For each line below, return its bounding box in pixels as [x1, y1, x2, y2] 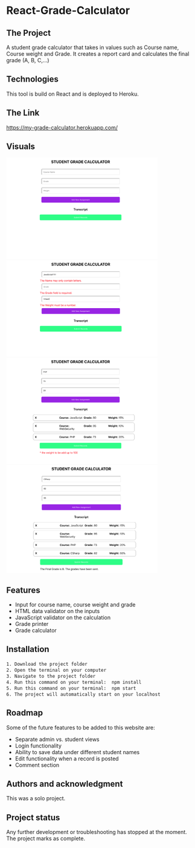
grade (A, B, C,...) [6, 57, 50, 64]
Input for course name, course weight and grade [14, 600, 136, 608]
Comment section [14, 761, 60, 769]
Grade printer [14, 620, 49, 627]
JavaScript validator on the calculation [14, 614, 111, 621]
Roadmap [6, 708, 43, 718]
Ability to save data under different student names [14, 748, 140, 755]
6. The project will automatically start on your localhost [6, 691, 161, 697]
